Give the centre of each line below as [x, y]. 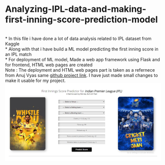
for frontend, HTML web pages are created [49, 65]
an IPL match [19, 54]
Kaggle [12, 43]
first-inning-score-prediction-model [82, 20]
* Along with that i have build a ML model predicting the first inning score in [82, 49]
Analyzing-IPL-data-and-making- [76, 9]
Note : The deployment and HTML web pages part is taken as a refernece [80, 70]
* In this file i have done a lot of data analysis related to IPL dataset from [78, 39]
